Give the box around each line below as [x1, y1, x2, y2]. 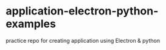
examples [5, 17, 56, 31]
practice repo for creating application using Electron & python [5, 37, 161, 44]
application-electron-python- [5, 4, 159, 18]
